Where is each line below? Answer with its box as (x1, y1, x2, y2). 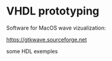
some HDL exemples (6, 47, 58, 55)
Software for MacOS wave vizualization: (6, 24, 106, 31)
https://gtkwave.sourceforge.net (6, 36, 87, 43)
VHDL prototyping (6, 4, 100, 18)
